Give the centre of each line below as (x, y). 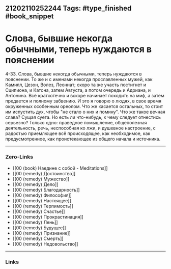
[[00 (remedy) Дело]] (35, 184)
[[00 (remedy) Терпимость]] (43, 206)
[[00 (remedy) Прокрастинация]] (48, 217)
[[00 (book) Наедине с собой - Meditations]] (60, 168)
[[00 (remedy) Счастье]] (39, 211)
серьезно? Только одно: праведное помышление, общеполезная (76, 123)
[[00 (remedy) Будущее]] (39, 227)
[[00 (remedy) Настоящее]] (42, 200)
